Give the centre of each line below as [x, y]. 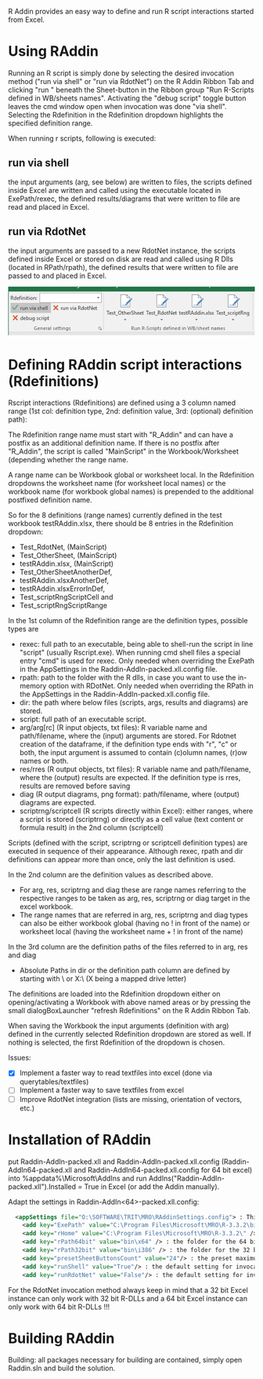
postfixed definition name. [50, 500]
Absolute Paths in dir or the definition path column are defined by [125, 970]
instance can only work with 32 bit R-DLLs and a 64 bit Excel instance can [128, 1298]
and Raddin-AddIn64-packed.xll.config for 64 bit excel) [163, 1169]
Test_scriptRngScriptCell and [66, 597]
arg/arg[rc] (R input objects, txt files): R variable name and [113, 728]
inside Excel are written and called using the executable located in [115, 190]
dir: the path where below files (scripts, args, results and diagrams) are [134, 702]
